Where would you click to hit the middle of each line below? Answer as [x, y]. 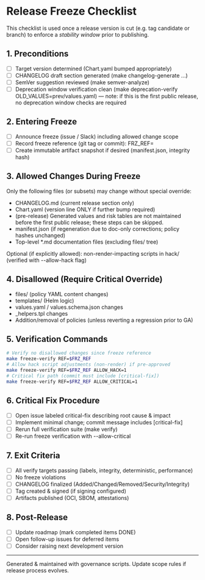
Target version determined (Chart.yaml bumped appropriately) [93, 68]
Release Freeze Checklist [72, 11]
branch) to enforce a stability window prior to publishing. [78, 34]
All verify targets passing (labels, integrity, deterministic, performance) [104, 470]
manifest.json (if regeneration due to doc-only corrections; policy [97, 229]
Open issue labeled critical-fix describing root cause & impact [93, 415]
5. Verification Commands [57, 339]
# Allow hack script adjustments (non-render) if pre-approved [88, 364]
